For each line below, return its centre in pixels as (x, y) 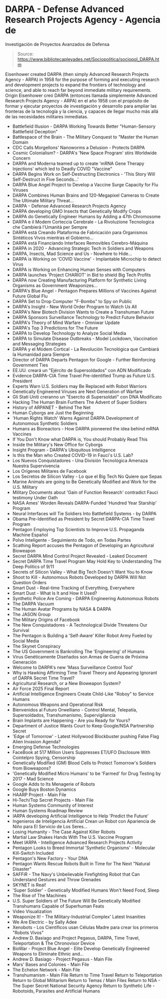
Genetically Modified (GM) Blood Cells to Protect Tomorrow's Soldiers (84, 763)
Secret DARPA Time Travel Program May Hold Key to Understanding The (87, 561)
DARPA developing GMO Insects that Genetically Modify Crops (77, 211)
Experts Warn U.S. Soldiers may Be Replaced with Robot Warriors (80, 386)
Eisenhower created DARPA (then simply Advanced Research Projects (77, 74)
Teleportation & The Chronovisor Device (54, 943)
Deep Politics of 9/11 (33, 566)
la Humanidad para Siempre (41, 354)
